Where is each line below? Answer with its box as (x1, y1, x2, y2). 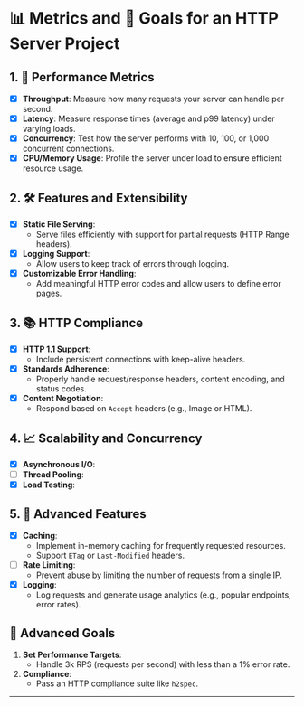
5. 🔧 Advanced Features (9, 506, 147, 522)
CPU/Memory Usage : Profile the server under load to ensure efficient (22, 153, 282, 164)
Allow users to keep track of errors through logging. (35, 259, 230, 269)
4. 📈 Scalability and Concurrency (9, 430, 203, 446)
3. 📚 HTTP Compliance (9, 315, 144, 331)
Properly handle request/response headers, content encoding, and (35, 373, 285, 385)
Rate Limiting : (22, 560, 76, 570)
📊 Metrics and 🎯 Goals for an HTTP (9, 8, 279, 29)
